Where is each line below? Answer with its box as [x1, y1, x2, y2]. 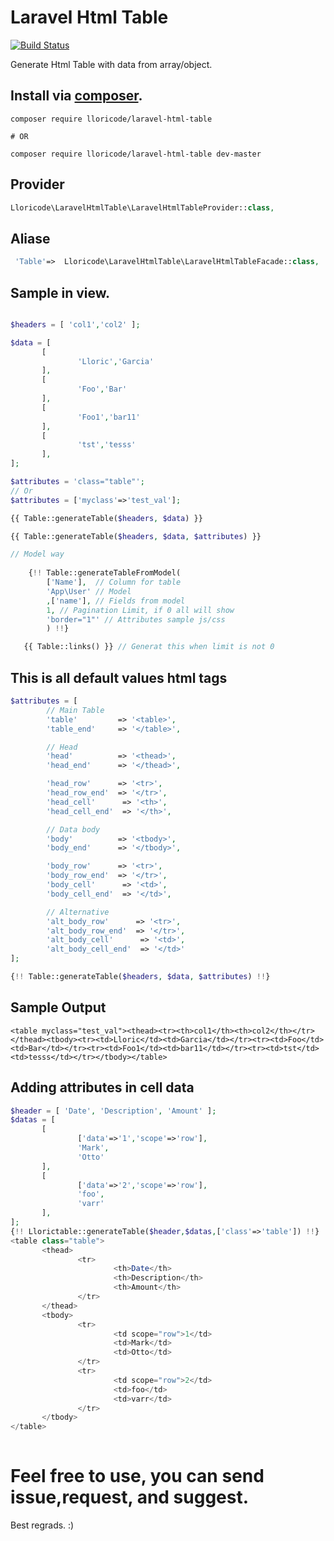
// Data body [46, 824, 101, 835]
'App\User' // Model [46, 586, 132, 596]
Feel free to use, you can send [10, 1465, 265, 1488]
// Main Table [46, 705, 105, 715]
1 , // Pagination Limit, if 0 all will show [46, 605, 235, 615]
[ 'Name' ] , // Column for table [46, 577, 182, 588]
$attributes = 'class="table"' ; [10, 477, 145, 487]
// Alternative [46, 907, 110, 917]
